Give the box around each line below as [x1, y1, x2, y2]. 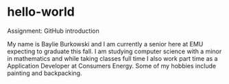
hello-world [7, 4, 75, 20]
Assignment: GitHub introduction [7, 27, 99, 35]
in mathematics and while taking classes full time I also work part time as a [7, 54, 218, 62]
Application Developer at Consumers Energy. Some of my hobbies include [7, 61, 217, 70]
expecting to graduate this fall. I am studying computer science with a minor [7, 47, 222, 55]
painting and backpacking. [7, 69, 82, 77]
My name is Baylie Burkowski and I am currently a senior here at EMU [7, 40, 204, 48]
